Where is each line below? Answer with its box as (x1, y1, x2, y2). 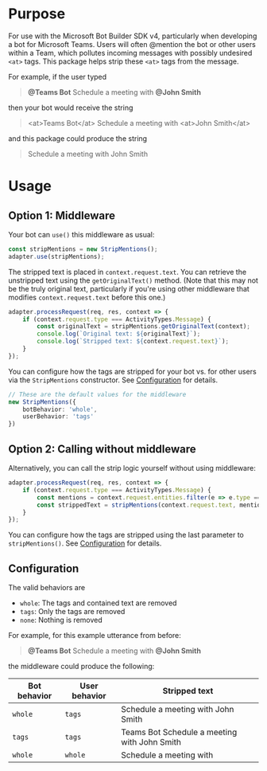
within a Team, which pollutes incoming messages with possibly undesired (8, 48, 253, 57)
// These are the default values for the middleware (8, 390, 187, 398)
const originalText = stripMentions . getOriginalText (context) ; (37, 323, 250, 331)
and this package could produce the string (8, 133, 148, 143)
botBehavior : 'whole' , (22, 405, 98, 413)
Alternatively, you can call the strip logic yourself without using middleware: (8, 464, 256, 472)
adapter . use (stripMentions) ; (8, 252, 105, 260)
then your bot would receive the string (8, 103, 133, 112)
